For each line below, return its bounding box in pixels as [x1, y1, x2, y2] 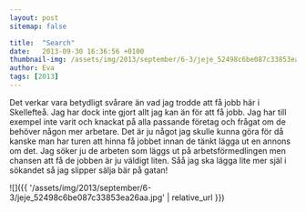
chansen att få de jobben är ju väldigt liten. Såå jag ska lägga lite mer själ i [9, 155, 287, 166]
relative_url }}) [171, 192, 225, 203]
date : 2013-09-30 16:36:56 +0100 [9, 46, 145, 56]
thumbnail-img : [9, 56, 67, 65]
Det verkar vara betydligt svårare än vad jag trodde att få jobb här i [9, 96, 260, 107]
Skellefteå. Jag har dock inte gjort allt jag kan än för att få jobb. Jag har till [9, 106, 287, 117]
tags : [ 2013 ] [9, 72, 59, 82]
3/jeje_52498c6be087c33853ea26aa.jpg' [9, 192, 166, 203]
